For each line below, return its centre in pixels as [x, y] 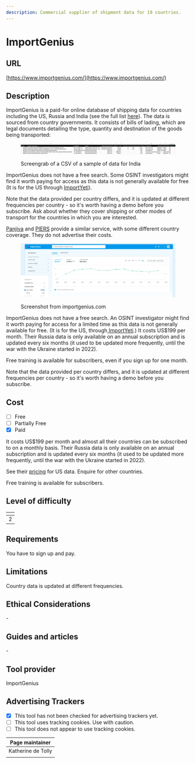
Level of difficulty [39, 501]
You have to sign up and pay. [41, 553]
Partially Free [30, 423]
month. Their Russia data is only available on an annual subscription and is [96, 336]
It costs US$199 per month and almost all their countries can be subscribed [97, 441]
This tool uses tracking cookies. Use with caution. [74, 722]
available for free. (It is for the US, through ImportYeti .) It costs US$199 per [96, 330]
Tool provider [31, 669]
